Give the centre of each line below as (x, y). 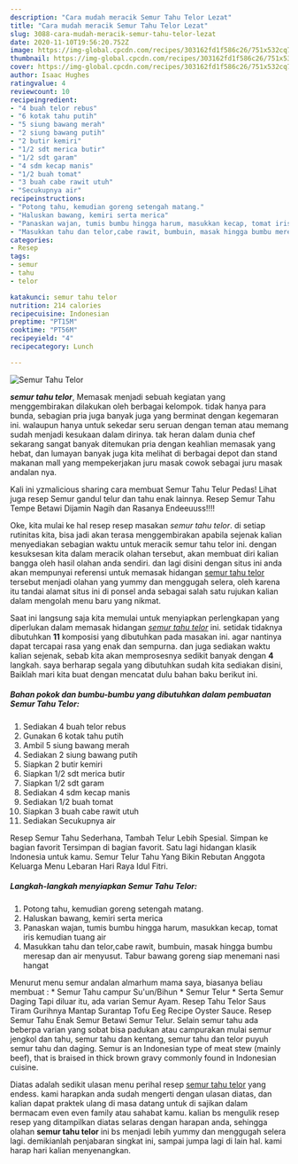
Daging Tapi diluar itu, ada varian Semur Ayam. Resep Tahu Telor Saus (138, 1001)
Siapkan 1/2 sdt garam (64, 783)
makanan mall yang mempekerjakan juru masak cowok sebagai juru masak (146, 463)
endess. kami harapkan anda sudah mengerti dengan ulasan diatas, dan (141, 1094)
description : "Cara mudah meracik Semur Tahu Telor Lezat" (121, 17)
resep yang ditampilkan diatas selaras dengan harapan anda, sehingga (139, 1121)
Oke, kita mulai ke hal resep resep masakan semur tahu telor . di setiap (138, 525)
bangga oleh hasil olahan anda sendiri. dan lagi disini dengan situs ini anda (146, 563)
